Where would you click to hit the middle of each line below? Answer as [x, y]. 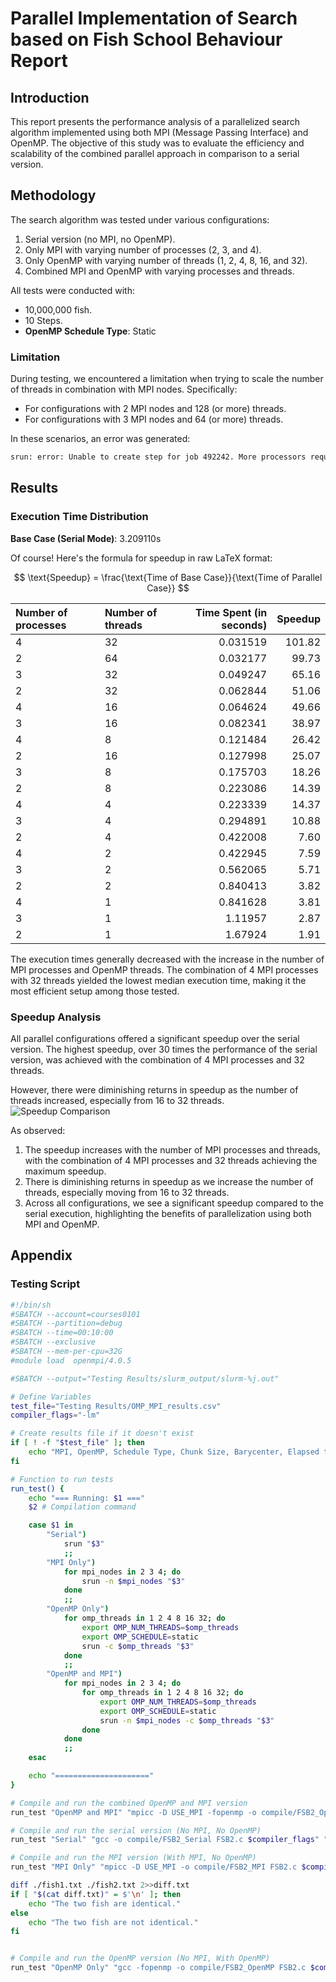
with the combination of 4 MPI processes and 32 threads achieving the [171, 1160]
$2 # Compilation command [82, 1507]
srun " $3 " [84, 1544]
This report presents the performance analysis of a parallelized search [155, 121]
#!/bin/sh [31, 1305]
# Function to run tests [62, 1479]
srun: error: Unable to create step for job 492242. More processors [158, 457]
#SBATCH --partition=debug [66, 1323]
